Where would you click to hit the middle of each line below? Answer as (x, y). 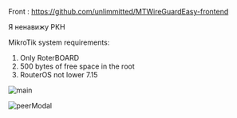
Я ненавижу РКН (37, 27)
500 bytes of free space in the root (77, 66)
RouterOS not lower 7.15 (59, 75)
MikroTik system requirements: (59, 42)
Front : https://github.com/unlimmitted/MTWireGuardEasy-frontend (118, 12)
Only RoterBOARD (49, 58)
